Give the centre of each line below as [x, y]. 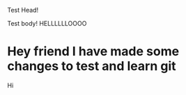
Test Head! [23, 10]
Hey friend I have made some [93, 52]
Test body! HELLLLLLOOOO [47, 23]
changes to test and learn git [92, 66]
